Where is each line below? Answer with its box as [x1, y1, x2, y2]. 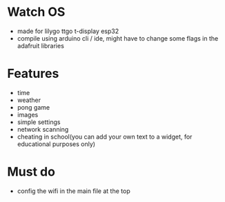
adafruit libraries [17, 41, 64, 50]
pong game [17, 103, 50, 111]
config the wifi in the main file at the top [17, 187, 130, 195]
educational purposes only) [17, 139, 95, 148]
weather [17, 96, 41, 104]
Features [7, 66, 59, 81]
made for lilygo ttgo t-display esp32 [17, 27, 119, 35]
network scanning [17, 125, 69, 133]
